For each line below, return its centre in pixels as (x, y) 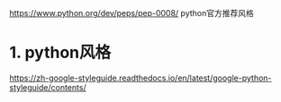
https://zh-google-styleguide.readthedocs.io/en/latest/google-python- (140, 78)
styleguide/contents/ (48, 87)
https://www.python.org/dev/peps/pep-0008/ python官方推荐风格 (132, 13)
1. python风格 (60, 53)
